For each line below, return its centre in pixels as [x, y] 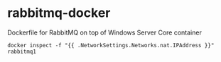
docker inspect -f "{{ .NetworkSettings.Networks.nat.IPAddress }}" [111, 45]
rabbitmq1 [22, 51]
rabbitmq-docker [59, 13]
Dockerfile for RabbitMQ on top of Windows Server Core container [105, 32]
